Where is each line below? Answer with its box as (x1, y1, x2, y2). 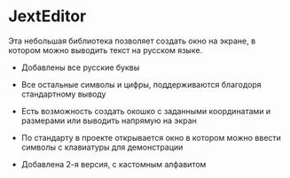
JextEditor (8, 6, 87, 27)
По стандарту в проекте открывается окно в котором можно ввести (20, 132, 281, 143)
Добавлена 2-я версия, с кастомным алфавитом (20, 159, 207, 169)
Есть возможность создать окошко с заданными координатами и (20, 105, 271, 116)
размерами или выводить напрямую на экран (20, 115, 197, 126)
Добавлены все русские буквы (20, 62, 140, 73)
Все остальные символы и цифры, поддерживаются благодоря (20, 79, 263, 89)
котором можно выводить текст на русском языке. (8, 44, 203, 55)
